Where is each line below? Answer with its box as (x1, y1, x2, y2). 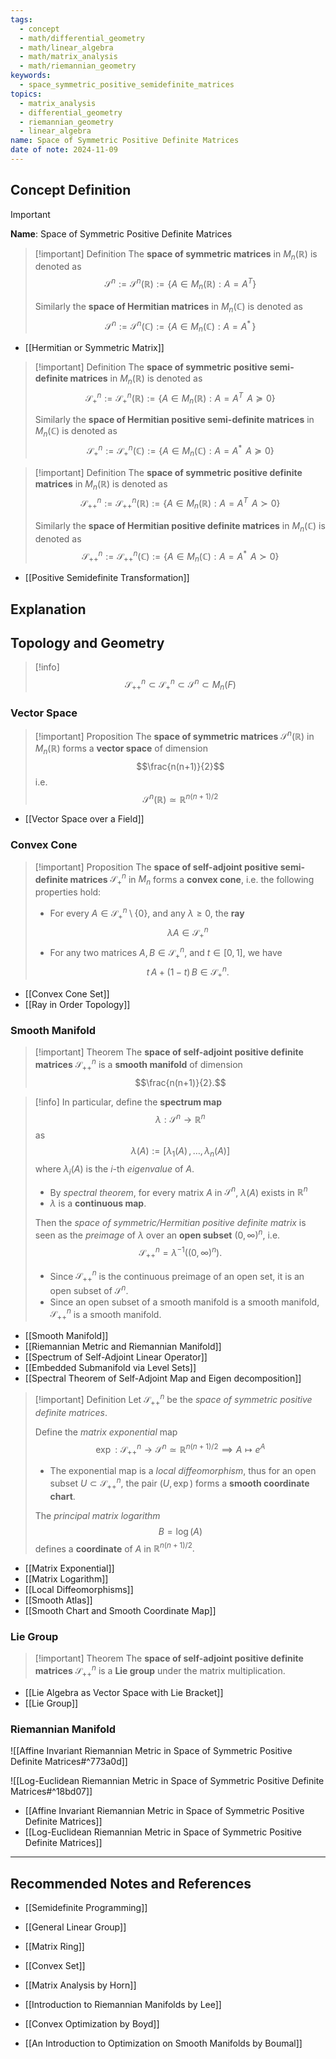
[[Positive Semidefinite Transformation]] (24, 572, 190, 584)
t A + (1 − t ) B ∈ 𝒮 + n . (146, 964, 230, 980)
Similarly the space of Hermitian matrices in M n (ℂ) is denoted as (34, 300, 303, 315)
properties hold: (34, 886, 102, 898)
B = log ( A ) (158, 1525, 203, 1537)
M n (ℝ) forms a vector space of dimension (34, 742, 208, 756)
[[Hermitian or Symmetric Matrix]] (24, 342, 165, 354)
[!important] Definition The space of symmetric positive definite (34, 466, 303, 478)
